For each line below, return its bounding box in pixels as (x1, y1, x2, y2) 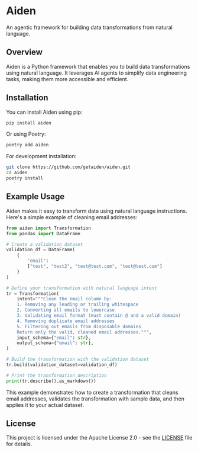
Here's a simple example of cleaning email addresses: (6, 213, 138, 220)
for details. (6, 440, 33, 448)
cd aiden (6, 170, 28, 176)
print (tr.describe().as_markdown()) (6, 378, 96, 384)
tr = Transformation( (6, 290, 60, 297)
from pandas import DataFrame (6, 230, 81, 236)
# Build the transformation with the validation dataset (6, 357, 150, 363)
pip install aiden (6, 120, 51, 126)
